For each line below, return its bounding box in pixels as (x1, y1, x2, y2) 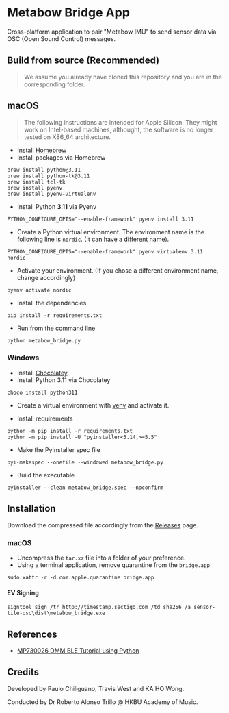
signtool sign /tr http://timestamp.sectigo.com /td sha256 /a (7, 604, 191, 611)
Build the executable (16, 471, 75, 479)
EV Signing (7, 588, 40, 597)
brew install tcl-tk (7, 178, 66, 186)
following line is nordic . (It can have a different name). (16, 235, 170, 243)
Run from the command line (16, 324, 96, 332)
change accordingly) (16, 273, 76, 282)
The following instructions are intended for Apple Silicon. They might (23, 118, 217, 126)
